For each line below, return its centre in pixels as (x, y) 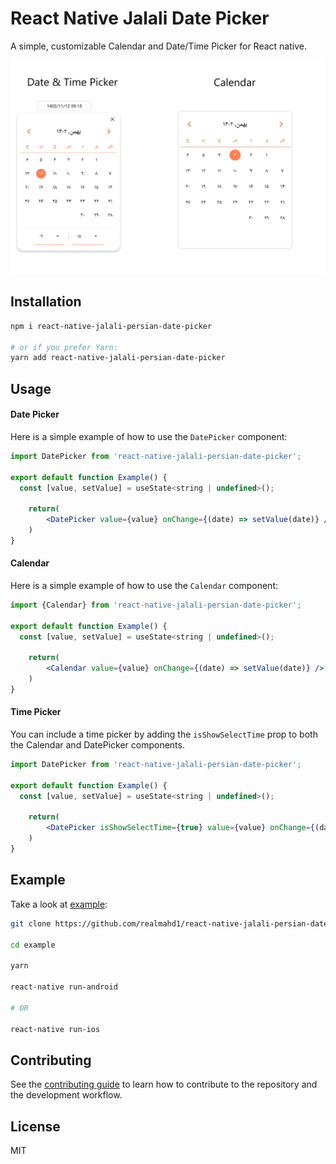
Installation (46, 302)
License (35, 1126)
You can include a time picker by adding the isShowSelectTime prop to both (164, 734)
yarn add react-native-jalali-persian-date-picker (118, 358)
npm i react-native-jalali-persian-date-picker (111, 326)
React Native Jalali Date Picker (140, 18)
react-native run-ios (55, 1029)
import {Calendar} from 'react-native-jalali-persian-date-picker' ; (156, 605)
